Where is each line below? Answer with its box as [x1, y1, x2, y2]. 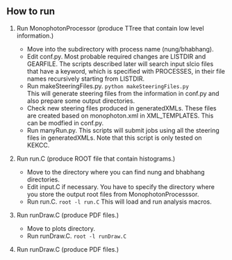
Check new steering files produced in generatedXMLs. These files [26, 104, 217, 112]
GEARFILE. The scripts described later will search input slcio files [26, 59, 214, 68]
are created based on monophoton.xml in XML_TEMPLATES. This [26, 111, 214, 120]
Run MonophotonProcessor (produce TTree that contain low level [16, 24, 204, 32]
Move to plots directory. [26, 224, 95, 232]
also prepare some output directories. [26, 97, 135, 105]
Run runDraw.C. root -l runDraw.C [26, 231, 126, 240]
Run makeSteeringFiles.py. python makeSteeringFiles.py [26, 81, 189, 90]
